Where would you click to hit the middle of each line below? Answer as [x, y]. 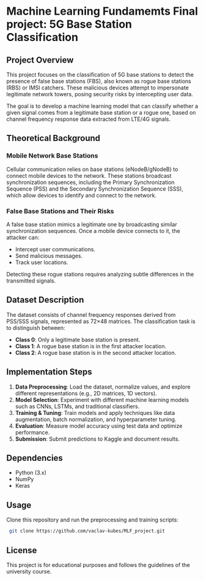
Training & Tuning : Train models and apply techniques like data [95, 412]
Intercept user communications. [55, 249]
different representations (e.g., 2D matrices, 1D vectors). [86, 393]
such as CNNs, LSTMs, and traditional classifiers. [77, 406]
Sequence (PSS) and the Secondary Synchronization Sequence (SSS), [95, 189]
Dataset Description [45, 300]
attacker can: [23, 237]
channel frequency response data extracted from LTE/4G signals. [89, 119]
